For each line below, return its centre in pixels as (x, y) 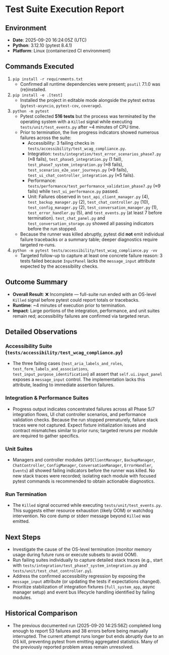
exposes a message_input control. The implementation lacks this (79, 380)
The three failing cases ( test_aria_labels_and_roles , (68, 364)
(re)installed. (33, 89)
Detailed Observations (41, 332)
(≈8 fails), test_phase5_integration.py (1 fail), (75, 159)
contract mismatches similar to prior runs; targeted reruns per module (85, 430)
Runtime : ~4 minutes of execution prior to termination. (69, 305)
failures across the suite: (46, 138)
